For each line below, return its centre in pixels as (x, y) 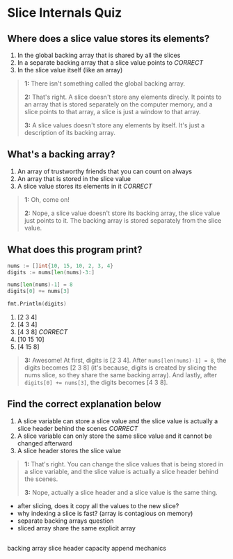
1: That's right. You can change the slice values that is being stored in (124, 464)
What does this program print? (75, 250)
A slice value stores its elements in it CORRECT (85, 186)
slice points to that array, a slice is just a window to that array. (112, 112)
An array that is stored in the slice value (74, 178)
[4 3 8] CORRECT (42, 332)
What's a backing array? (62, 155)
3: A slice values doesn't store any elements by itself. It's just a (114, 125)
